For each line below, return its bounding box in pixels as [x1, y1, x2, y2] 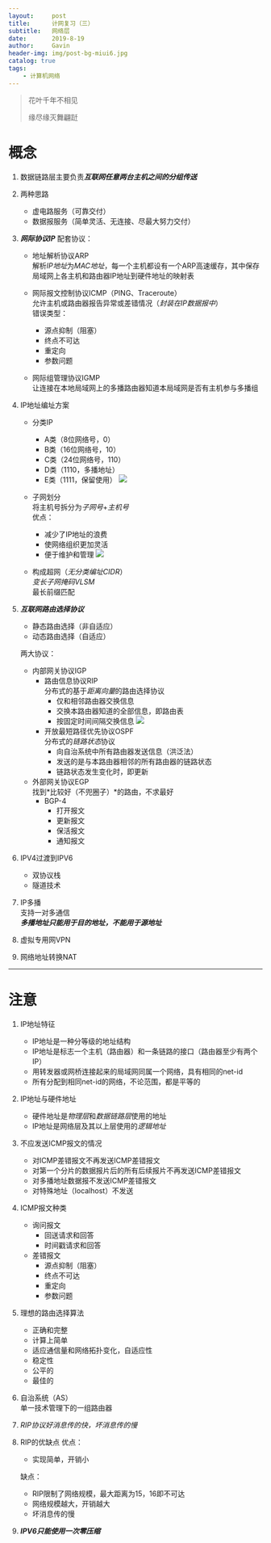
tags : [8, 65, 27, 73]
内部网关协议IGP [31, 666, 87, 675]
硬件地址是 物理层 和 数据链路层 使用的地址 [31, 1111, 167, 1120]
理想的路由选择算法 [19, 1308, 85, 1318]
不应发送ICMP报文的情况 [19, 1138, 102, 1148]
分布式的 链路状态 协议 [44, 736, 115, 746]
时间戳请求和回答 [44, 1240, 102, 1250]
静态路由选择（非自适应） [31, 621, 118, 631]
